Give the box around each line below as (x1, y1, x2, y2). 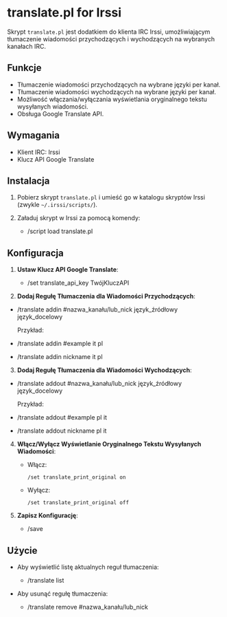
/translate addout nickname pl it (16, 426, 107, 435)
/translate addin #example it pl (16, 339, 104, 348)
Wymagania (7, 129, 60, 142)
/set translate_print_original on (27, 474, 126, 481)
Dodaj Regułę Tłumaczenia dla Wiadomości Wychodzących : (16, 366, 192, 374)
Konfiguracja (7, 247, 64, 259)
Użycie (7, 545, 38, 556)
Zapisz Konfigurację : (16, 511, 78, 520)
